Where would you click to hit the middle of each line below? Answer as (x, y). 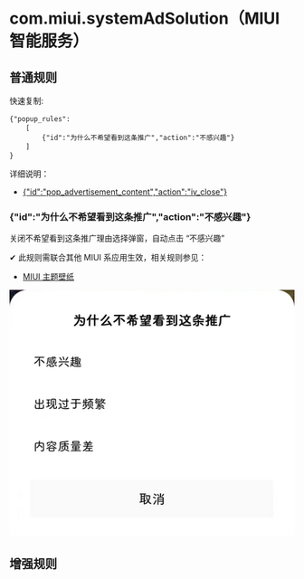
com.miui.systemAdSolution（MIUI (145, 19)
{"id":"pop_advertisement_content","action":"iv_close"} (125, 192)
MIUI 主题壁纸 (48, 277)
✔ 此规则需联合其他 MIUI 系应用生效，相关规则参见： (108, 258)
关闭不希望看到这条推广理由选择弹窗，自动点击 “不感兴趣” (117, 238)
